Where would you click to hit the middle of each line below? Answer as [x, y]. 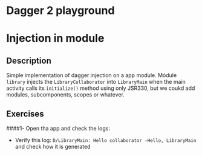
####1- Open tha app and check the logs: [58, 128]
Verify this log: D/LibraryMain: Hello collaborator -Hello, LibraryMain [106, 140]
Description [29, 60]
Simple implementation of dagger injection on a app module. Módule [92, 75]
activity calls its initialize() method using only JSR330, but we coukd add [101, 88]
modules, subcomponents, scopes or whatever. [66, 95]
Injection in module [55, 39]
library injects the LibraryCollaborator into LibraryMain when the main [96, 82]
